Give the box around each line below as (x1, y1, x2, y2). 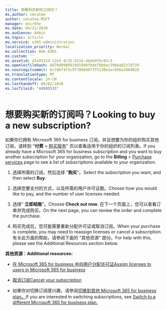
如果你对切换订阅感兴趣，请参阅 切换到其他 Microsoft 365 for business (12, 288, 157, 294)
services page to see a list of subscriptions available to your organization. (5, 159, 157, 165)
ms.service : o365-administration (5, 40, 75, 45)
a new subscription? (5, 120, 91, 131)
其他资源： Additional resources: (5, 251, 73, 257)
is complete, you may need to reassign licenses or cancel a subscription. (12, 229, 162, 235)
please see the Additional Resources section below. (12, 240, 119, 246)
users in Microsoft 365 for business (12, 267, 86, 273)
